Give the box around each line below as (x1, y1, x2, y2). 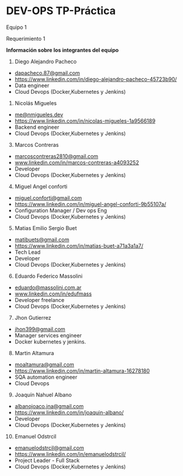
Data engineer (14, 81, 50, 89)
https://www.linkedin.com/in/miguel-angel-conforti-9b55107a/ (14, 201, 166, 208)
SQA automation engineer (14, 373, 78, 380)
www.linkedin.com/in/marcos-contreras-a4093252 (14, 159, 139, 166)
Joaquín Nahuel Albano (14, 391, 72, 398)
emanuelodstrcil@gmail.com (14, 444, 84, 451)
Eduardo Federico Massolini (14, 273, 83, 280)
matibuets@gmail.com (14, 236, 70, 243)
